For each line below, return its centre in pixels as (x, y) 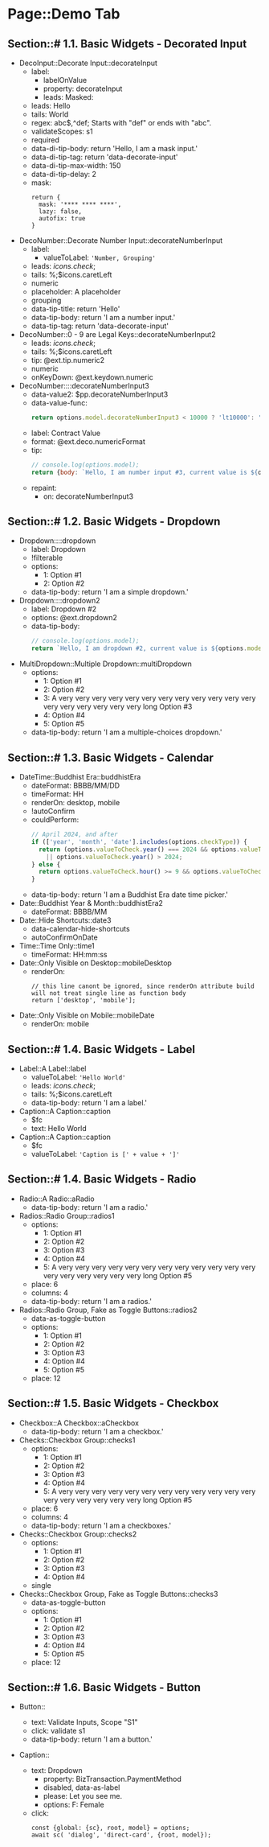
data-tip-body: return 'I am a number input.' (103, 317)
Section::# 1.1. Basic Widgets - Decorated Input (127, 44)
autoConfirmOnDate (64, 937)
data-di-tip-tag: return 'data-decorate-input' (104, 157)
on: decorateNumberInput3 (88, 496)
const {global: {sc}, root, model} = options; (110, 1828)
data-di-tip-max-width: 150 (76, 165)
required (45, 140)
